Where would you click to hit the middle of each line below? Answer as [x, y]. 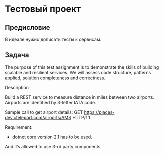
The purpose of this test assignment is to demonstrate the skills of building [82, 67]
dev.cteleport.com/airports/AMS [38, 117]
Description [17, 87]
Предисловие [28, 28]
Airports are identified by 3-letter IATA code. [51, 102]
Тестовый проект [43, 9]
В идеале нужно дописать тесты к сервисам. [53, 39]
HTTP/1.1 [81, 117]
